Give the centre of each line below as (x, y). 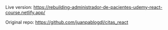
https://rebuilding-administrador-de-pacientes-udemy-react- (98, 7)
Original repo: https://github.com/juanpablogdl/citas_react (67, 22)
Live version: (19, 7)
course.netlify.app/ (25, 12)
